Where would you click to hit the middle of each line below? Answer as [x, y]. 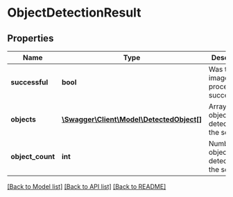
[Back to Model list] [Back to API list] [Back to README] [87, 187]
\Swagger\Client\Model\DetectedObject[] [132, 119]
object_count [33, 157]
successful [29, 82]
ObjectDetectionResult [74, 13]
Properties [31, 38]
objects [23, 119]
